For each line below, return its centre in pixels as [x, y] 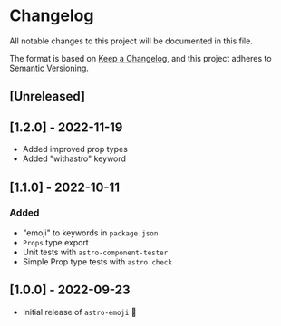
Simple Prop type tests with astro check [97, 261]
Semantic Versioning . [49, 68]
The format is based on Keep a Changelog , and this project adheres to [140, 58]
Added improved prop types [75, 149]
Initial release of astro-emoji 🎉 [80, 312]
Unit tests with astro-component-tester [95, 252]
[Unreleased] [48, 96]
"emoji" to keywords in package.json [90, 233]
